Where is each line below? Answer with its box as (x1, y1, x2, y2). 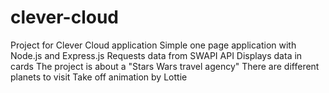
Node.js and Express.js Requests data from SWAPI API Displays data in (10, 49, 303, 61)
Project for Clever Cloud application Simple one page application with (10, 39, 297, 51)
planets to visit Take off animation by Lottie (10, 71, 188, 83)
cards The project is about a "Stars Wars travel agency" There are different (10, 60, 320, 72)
